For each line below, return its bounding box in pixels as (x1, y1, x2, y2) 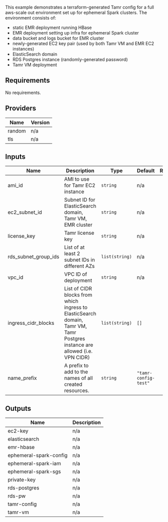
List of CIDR (64, 285, 92, 292)
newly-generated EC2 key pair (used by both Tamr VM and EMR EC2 (12, 41, 154, 47)
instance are (64, 341, 93, 348)
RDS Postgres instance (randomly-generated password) (12, 57, 128, 62)
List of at (64, 244, 85, 251)
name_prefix (7, 375, 37, 382)
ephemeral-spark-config (7, 452, 68, 459)
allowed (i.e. (64, 348, 92, 355)
